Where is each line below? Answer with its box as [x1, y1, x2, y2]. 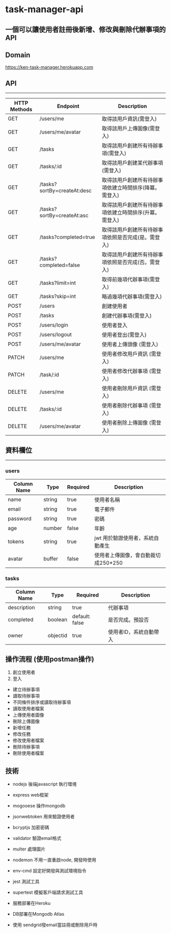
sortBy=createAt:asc [39, 212, 89, 219]
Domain [5, 50, 31, 59]
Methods [10, 106, 33, 113]
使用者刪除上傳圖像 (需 [101, 419, 157, 426]
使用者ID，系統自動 [107, 628, 154, 635]
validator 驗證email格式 [12, 835, 62, 841]
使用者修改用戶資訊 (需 [101, 351, 157, 358]
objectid [47, 632, 68, 639]
